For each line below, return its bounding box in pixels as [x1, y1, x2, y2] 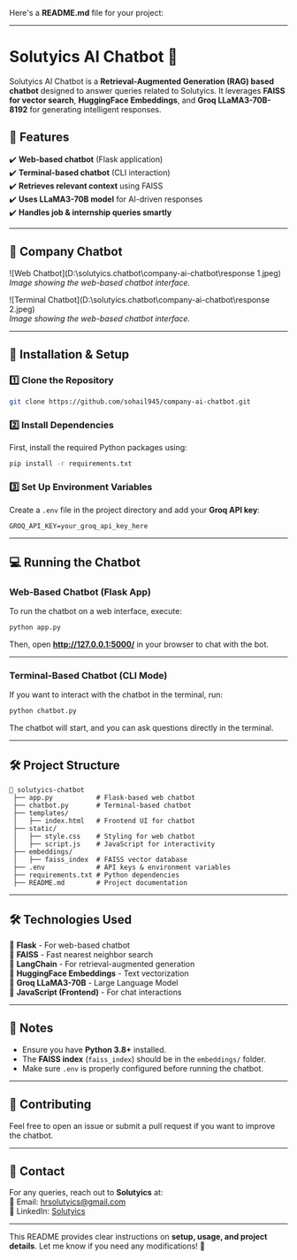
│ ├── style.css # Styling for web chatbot [12, 832, 196, 841]
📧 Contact [9, 1164, 65, 1179]
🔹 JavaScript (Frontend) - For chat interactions [9, 987, 182, 997]
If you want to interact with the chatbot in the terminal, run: [9, 689, 224, 700]
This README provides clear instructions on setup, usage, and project [9, 1232, 268, 1242]
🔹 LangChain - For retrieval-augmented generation [9, 958, 195, 969]
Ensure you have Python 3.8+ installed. [21, 1044, 167, 1055]
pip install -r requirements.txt [9, 459, 133, 468]
